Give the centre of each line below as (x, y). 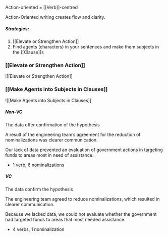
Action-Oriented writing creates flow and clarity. (55, 17)
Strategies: (17, 29)
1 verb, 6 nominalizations (38, 165)
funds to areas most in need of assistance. (49, 155)
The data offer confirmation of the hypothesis (52, 125)
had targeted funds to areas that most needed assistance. (65, 219)
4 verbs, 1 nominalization (38, 229)
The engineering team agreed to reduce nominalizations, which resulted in (82, 199)
